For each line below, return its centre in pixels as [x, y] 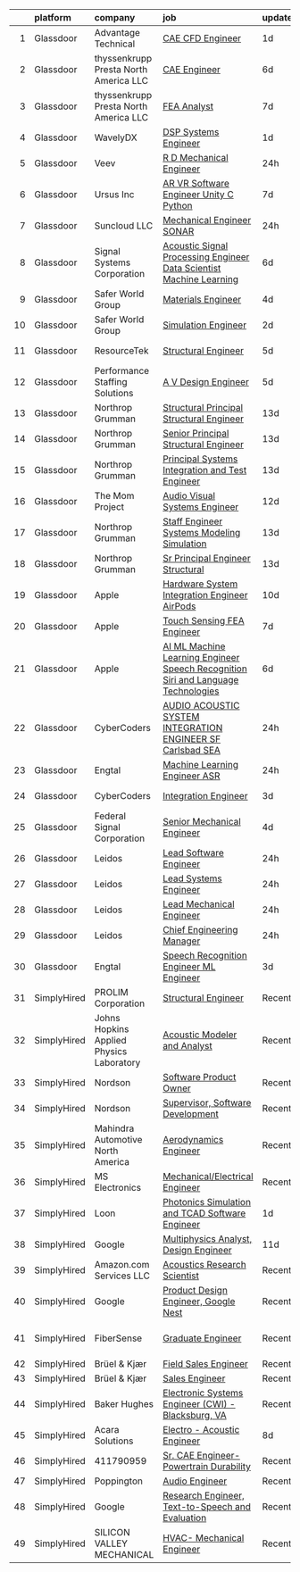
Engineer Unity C [198, 194]
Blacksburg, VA [194, 1415]
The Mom [114, 496]
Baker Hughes [124, 1404]
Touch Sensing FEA [203, 621]
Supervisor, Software [207, 1103]
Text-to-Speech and [207, 1506]
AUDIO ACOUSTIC [201, 706]
